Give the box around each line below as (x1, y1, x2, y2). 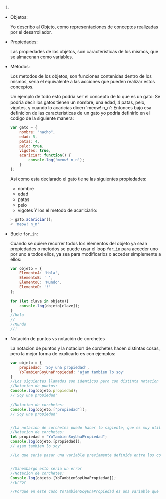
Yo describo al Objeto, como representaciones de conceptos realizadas (10, 24, 158, 30)
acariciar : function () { (19, 153, 71, 158)
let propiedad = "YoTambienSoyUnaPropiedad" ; (10, 434, 107, 439)
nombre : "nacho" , (19, 129, 56, 135)
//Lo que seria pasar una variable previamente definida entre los (10, 452, 154, 458)
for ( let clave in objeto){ (10, 298, 69, 304)
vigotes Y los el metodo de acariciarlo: (17, 207, 97, 213)
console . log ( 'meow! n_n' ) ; (28, 158, 85, 163)
